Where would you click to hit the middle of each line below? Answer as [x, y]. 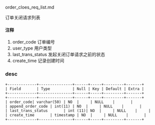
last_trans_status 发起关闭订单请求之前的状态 [59, 54]
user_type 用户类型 [32, 48]
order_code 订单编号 [33, 42]
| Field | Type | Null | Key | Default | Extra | [74, 89]
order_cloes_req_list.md [30, 7]
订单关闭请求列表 [23, 17]
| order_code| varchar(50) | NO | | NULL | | [69, 102]
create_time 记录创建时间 [38, 61]
